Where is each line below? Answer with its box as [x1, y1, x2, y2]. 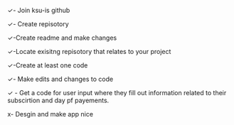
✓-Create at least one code [7, 61, 88, 70]
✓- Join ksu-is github [7, 6, 70, 14]
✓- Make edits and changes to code [7, 75, 114, 83]
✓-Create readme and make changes [7, 33, 117, 42]
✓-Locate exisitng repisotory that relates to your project [7, 48, 171, 55]
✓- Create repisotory [7, 20, 69, 28]
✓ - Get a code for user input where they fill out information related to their [7, 89, 227, 97]
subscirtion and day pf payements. [7, 96, 110, 104]
